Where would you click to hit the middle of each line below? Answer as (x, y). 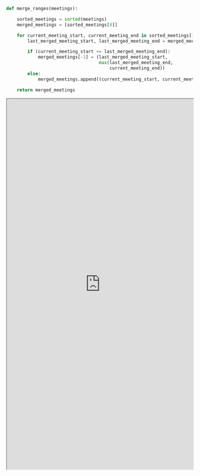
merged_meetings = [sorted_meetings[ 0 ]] (67, 25)
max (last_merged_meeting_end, (136, 63)
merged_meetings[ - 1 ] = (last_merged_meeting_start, (103, 57)
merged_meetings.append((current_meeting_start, (99, 79)
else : (34, 74)
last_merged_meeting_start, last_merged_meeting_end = (96, 41)
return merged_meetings (46, 90)
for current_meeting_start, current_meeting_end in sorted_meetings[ (104, 36)
